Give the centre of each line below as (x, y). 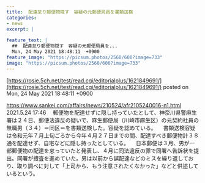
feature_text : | (27, 40)
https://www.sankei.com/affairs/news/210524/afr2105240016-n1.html (94, 105)
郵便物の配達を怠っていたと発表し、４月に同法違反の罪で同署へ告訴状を (102, 151)
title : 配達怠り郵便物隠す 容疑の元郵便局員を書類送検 (70, 12)
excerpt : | (20, 29)
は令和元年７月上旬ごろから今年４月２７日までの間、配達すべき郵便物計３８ (103, 135)
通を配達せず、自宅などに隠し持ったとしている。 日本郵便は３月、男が (98, 143)
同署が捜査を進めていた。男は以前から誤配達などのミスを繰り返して (102, 158)
